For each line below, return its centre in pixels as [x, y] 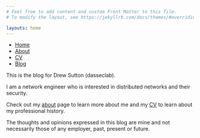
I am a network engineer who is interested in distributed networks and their [98, 87]
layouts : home [24, 28]
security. [17, 93]
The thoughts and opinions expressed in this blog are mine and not [88, 123]
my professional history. [36, 111]
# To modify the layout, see [42, 17]
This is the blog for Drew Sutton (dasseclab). [61, 76]
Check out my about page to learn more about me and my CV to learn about [99, 105]
